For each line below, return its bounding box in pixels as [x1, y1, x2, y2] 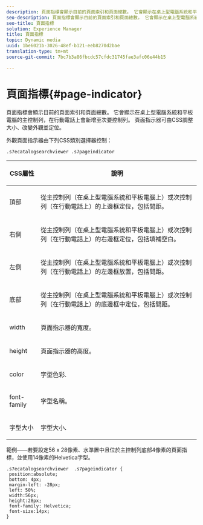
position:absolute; [8, 471, 59, 477]
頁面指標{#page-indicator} [6, 87, 143, 101]
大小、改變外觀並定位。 [6, 124, 65, 131]
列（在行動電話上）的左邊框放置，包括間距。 [40, 267, 168, 276]
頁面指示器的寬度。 [40, 323, 95, 332]
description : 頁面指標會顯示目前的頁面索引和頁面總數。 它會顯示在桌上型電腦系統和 [6, 8, 193, 15]
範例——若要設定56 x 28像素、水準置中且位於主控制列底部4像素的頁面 [6, 446, 182, 453]
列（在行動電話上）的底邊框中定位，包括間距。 [40, 299, 174, 308]
